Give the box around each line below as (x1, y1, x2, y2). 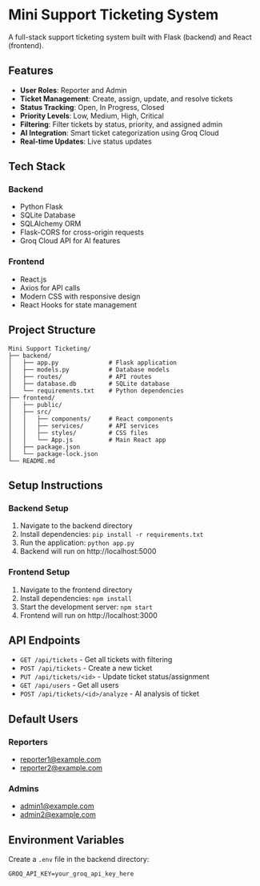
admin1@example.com (19, 801, 94, 811)
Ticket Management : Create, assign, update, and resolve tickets (19, 94, 234, 104)
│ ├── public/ (8, 400, 62, 408)
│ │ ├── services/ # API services (8, 421, 159, 430)
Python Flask (19, 202, 63, 212)
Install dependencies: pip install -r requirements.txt (19, 530, 204, 539)
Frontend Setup (8, 567, 70, 578)
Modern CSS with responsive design (19, 291, 141, 301)
